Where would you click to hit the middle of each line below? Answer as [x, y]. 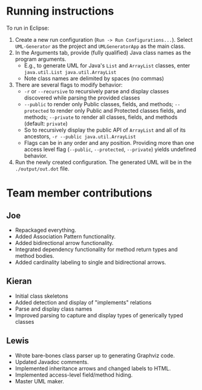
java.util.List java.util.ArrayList [70, 72]
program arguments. [41, 59]
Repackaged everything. [46, 230]
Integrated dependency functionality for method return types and [96, 249]
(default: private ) [46, 123]
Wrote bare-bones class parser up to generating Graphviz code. [95, 355]
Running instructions [60, 11]
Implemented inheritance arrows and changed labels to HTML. [93, 368]
